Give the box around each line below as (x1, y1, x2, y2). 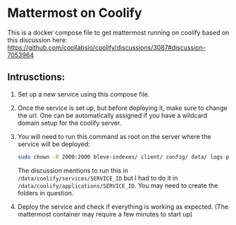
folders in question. (17, 188, 74, 197)
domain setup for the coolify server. (17, 118, 122, 127)
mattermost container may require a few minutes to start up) (17, 209, 193, 218)
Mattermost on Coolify (7, 5, 142, 21)
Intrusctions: (7, 71, 66, 83)
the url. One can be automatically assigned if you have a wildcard (17, 111, 208, 119)
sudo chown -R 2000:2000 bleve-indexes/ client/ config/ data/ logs (17, 153, 223, 160)
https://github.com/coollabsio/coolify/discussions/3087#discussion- (7, 43, 206, 51)
